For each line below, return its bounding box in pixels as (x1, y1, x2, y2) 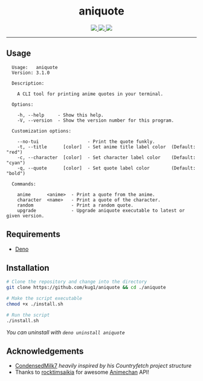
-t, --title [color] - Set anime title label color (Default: (17, 144, 196, 150)
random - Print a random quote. (17, 202, 134, 208)
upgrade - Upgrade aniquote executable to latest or (17, 207, 185, 213)
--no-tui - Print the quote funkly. (17, 138, 155, 145)
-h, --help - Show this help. (17, 112, 104, 118)
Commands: (11, 181, 36, 187)
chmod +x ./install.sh (6, 301, 63, 307)
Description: (11, 80, 45, 86)
